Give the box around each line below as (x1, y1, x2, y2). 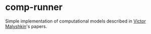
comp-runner (5, 1, 63, 13)
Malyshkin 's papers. (5, 23, 47, 29)
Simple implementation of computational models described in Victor (5, 18, 146, 24)
